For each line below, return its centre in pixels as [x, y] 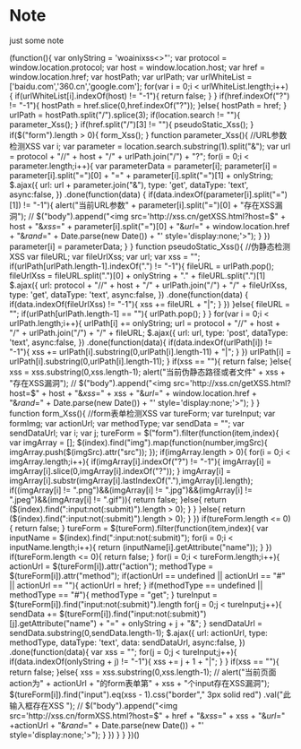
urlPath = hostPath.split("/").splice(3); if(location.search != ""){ [125, 115]
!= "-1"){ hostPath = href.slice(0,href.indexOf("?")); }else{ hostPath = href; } [148, 105]
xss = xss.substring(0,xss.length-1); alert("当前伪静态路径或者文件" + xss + [148, 372]
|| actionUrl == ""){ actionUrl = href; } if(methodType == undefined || [136, 585]
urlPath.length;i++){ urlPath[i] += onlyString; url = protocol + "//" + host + [145, 323]
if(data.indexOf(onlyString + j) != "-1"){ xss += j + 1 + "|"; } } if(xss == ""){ [144, 661]
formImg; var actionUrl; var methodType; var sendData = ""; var [127, 423]
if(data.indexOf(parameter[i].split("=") [218, 194]
